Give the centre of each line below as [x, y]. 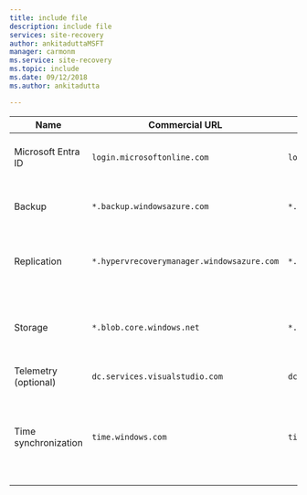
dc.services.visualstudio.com [158, 376]
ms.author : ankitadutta [55, 86]
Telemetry [36, 371]
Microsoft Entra [47, 152]
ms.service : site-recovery [61, 60]
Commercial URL [185, 124]
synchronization [49, 442]
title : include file [49, 18]
